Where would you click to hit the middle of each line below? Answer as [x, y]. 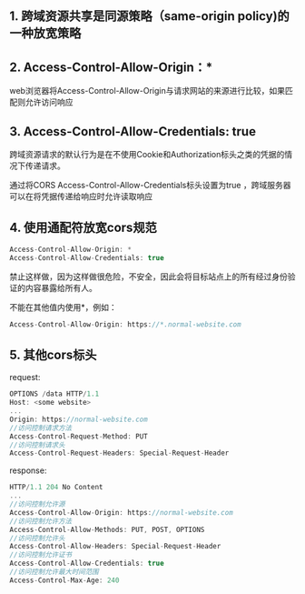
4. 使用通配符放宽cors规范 [83, 228]
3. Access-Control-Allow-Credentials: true [133, 131]
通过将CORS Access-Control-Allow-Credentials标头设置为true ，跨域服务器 [150, 186]
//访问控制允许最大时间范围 [54, 572]
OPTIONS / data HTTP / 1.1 [54, 394]
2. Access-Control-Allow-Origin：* [111, 67]
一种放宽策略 [45, 33]
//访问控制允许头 [37, 538]
